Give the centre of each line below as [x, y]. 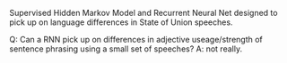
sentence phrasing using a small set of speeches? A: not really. [126, 49]
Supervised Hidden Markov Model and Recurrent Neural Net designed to [143, 13]
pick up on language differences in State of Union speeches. [121, 22]
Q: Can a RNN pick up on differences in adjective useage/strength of [136, 39]
